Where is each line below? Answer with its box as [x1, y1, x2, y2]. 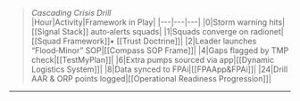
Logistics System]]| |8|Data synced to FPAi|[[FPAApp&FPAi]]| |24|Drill [30, 64, 288, 74]
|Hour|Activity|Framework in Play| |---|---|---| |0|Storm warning [30, 17, 268, 27]
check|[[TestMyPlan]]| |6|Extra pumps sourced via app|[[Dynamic [30, 55, 275, 65]
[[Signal [30, 27, 61, 36]
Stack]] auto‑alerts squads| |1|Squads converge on [62, 27, 249, 36]
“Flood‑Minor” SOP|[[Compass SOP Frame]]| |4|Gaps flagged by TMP [30, 45, 289, 56]
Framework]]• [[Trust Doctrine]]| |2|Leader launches [62, 35, 257, 46]
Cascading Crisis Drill [30, 8, 112, 18]
